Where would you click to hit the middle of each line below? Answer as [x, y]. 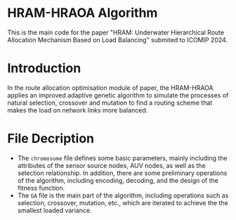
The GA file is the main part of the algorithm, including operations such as [123, 195]
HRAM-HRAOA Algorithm [83, 13]
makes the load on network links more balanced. [78, 110]
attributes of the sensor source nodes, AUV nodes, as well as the [111, 165]
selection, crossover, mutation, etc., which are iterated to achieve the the [123, 202]
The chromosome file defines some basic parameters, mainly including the [122, 158]
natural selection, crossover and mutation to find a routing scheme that [110, 103]
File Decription [51, 139]
